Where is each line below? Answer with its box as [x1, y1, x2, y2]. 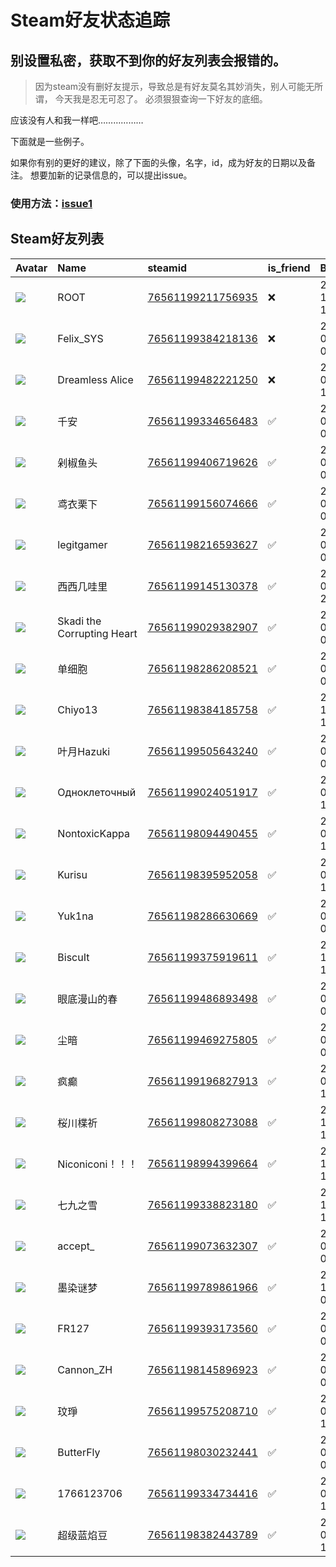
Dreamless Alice [57, 372, 134, 386]
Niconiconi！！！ [57, 1157, 138, 1171]
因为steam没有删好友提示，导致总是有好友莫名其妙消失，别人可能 [34, 81, 307, 92]
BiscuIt [57, 950, 90, 964]
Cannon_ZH [57, 1362, 113, 1376]
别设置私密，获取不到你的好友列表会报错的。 [10, 52, 287, 69]
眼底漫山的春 [57, 992, 118, 1006]
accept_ [57, 1239, 95, 1253]
